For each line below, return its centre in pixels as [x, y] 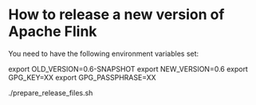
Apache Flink [53, 31]
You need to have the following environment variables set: [104, 53]
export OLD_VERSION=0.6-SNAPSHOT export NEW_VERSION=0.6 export [128, 68]
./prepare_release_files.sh [51, 92]
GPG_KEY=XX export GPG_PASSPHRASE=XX [83, 77]
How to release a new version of [116, 15]
